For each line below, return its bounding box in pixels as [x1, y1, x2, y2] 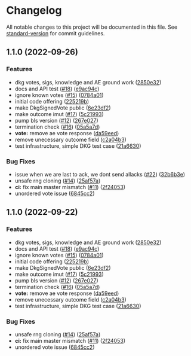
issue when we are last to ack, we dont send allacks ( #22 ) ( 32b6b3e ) [14, 171, 186, 178]
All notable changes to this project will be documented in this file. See [6, 23, 178, 31]
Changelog [6, 4, 62, 17]
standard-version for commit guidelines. [6, 29, 105, 36]
